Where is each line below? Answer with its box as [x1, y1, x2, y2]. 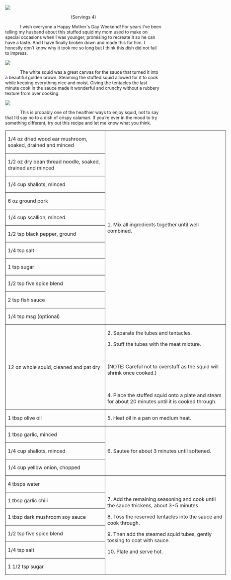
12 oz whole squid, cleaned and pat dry [7, 364, 100, 371]
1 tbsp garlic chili [7, 497, 48, 504]
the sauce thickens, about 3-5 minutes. [107, 502, 200, 509]
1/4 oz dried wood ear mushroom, [7, 136, 88, 142]
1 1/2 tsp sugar [7, 563, 44, 570]
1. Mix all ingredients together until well [107, 221, 199, 228]
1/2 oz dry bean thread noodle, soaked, [7, 158, 100, 165]
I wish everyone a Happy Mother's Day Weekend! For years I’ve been [20, 24, 161, 29]
